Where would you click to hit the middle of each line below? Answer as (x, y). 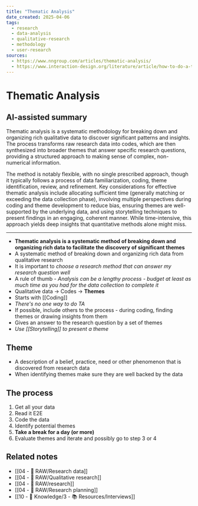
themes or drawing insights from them (61, 317)
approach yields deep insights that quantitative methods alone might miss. (96, 224)
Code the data (32, 420)
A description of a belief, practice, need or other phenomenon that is (98, 362)
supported (19, 212)
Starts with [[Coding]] (41, 298)
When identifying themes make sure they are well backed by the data (99, 374)
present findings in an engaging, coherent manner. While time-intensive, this (99, 218)
